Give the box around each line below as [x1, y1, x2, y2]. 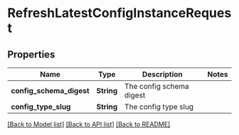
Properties [7, 48, 55, 60]
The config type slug [124, 102, 194, 112]
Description [142, 70, 183, 79]
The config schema [124, 82, 190, 91]
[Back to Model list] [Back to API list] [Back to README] [7, 120, 171, 129]
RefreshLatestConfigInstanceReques [7, 5, 232, 21]
